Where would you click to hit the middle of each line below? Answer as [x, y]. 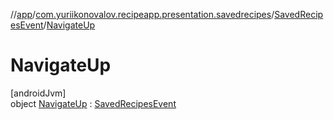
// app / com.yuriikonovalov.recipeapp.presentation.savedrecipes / [142, 14]
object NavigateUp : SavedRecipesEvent [93, 103]
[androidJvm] [38, 93]
